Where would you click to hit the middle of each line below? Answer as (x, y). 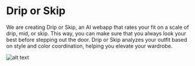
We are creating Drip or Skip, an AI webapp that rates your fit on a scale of (97, 27)
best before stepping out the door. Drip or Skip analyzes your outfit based (97, 39)
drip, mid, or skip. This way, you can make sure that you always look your (96, 33)
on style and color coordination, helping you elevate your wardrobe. (89, 46)
